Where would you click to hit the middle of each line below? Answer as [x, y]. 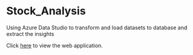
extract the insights [30, 33]
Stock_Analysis [46, 11]
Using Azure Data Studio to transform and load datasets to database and [97, 27]
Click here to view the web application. [54, 45]
